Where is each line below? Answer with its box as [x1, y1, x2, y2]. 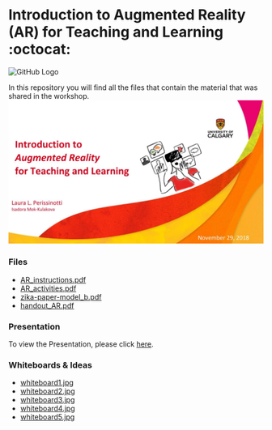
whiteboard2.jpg [19, 386, 75, 396]
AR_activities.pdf [19, 283, 77, 293]
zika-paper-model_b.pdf [19, 292, 102, 301]
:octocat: [8, 40, 71, 58]
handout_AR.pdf [19, 300, 74, 310]
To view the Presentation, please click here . [8, 339, 154, 349]
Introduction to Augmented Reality [8, 6, 246, 24]
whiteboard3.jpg [19, 395, 75, 405]
